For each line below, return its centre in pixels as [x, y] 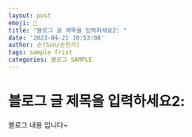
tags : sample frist [40, 52]
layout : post [30, 15]
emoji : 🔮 [23, 23]
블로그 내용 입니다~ [38, 124]
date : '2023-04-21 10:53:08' [56, 38]
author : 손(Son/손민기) [44, 45]
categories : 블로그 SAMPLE [50, 60]
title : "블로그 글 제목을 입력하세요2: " [67, 30]
